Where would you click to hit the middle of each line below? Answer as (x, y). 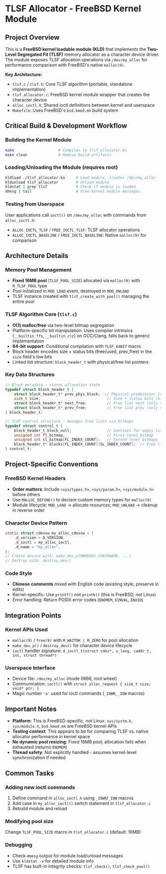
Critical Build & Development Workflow (66, 126)
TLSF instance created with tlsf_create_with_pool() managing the (81, 296)
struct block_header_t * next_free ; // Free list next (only (86, 403)
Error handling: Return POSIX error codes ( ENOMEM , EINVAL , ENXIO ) (78, 600)
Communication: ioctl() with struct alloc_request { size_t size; (82, 684)
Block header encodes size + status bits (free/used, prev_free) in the (82, 351)
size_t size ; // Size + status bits (84, 399)
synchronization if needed (39, 758)
